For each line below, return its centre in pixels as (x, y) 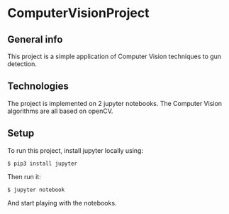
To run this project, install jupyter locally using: (76, 150)
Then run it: (24, 176)
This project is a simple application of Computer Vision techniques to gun (114, 56)
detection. (22, 64)
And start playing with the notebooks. (62, 203)
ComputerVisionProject (78, 13)
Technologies (38, 86)
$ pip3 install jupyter (43, 164)
